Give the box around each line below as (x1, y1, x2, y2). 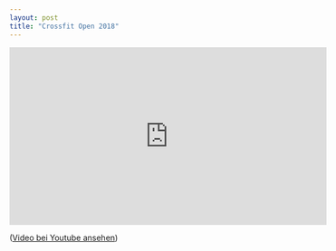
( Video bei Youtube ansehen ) (9, 232, 119, 243)
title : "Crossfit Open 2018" (9, 22, 120, 31)
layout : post (9, 13, 59, 23)
